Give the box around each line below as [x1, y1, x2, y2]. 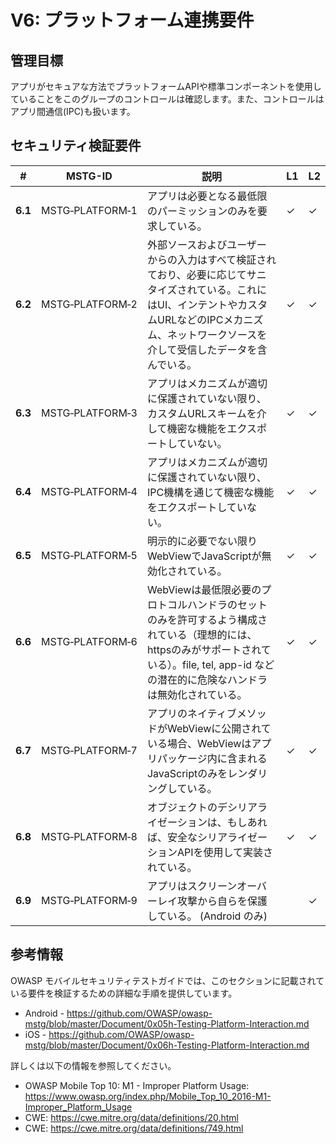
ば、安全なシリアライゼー [146, 830, 268, 844]
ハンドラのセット [186, 597, 268, 611]
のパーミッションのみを [146, 204, 258, 218]
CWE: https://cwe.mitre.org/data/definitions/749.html [24, 1122, 244, 1134]
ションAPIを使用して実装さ [146, 845, 274, 859]
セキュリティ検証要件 [10, 137, 142, 155]
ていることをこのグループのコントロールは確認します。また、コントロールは [10, 93, 325, 105]
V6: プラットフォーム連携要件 [10, 9, 255, 32]
